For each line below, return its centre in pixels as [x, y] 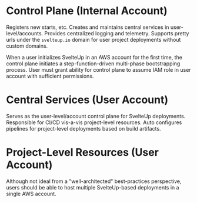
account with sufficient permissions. [50, 76]
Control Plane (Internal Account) [87, 11]
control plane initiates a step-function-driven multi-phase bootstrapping [93, 64]
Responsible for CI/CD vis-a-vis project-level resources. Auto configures [94, 122]
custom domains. [27, 46]
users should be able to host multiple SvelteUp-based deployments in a [93, 187]
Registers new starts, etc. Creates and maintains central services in [88, 27]
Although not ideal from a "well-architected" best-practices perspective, [94, 181]
